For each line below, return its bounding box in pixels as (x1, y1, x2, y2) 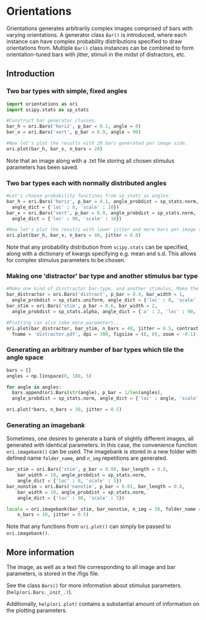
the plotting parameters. (6, 606, 67, 614)
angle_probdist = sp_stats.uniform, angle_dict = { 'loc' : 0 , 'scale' (12, 297, 196, 303)
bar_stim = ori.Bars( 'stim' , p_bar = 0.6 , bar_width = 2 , (6, 303, 158, 309)
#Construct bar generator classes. (6, 118, 97, 124)
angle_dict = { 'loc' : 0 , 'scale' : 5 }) (17, 478, 122, 484)
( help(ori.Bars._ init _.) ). (6, 588, 72, 596)
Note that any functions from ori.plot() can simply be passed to (6, 523, 172, 530)
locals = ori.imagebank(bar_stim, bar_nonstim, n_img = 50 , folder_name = (6, 506, 202, 512)
